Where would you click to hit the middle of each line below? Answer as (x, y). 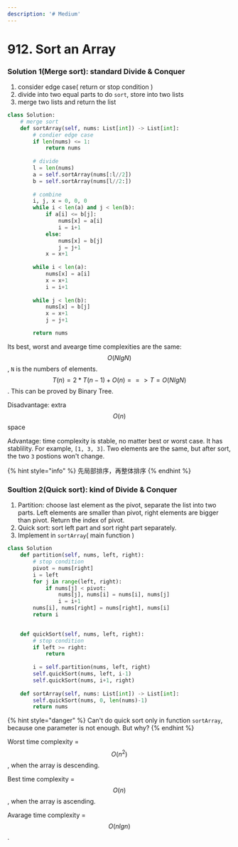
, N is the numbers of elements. (53, 369)
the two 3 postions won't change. (56, 456)
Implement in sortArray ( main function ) (76, 535)
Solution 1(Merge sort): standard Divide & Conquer (96, 71)
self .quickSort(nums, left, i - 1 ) (82, 674)
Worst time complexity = (43, 742)
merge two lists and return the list (67, 102)
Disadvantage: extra (37, 405)
